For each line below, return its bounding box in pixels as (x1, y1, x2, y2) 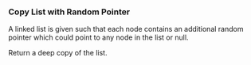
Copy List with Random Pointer (8, 6, 130, 17)
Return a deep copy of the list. (8, 48, 108, 58)
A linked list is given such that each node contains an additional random (8, 25, 244, 34)
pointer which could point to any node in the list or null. (8, 32, 189, 42)
